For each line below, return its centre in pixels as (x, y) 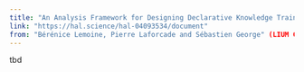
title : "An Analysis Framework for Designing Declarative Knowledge (141, 18)
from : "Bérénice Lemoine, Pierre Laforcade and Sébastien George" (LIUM (149, 34)
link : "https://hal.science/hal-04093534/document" (109, 26)
